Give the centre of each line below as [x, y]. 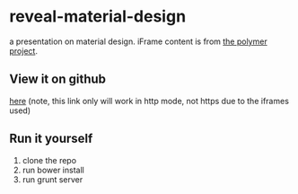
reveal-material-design [98, 17]
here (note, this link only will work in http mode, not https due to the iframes [149, 101]
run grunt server [53, 179]
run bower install [53, 170]
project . [24, 50]
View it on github [57, 79]
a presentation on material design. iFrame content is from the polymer [138, 41]
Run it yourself [51, 139]
